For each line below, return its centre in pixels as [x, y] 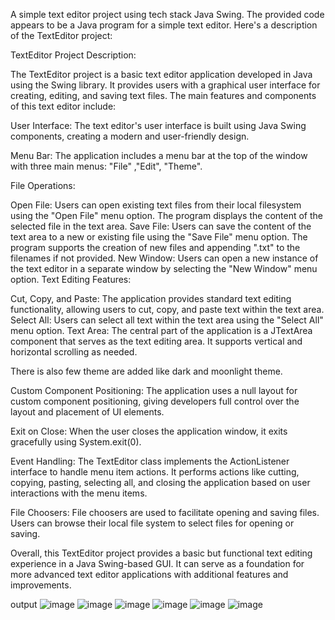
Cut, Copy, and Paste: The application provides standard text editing [151, 298]
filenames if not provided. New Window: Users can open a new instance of [164, 258]
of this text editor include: [63, 106]
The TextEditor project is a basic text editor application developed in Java [161, 74]
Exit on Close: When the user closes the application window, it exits [149, 431]
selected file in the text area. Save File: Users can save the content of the [161, 226]
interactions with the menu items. [79, 493]
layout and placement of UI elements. [87, 412]
